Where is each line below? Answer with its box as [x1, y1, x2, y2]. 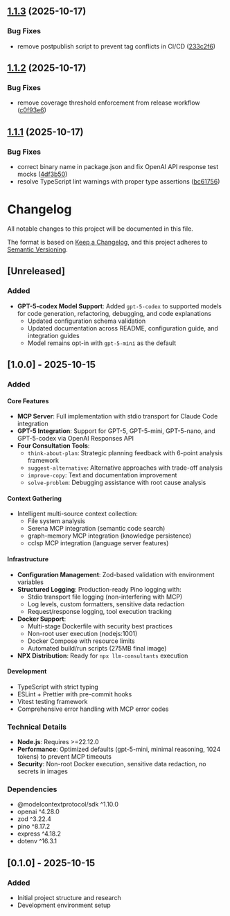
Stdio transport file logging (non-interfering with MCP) [27, 592, 183, 601]
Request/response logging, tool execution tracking [27, 607, 172, 615]
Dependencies [7, 784, 57, 794]
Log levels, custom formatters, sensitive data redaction [27, 599, 185, 608]
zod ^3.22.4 [17, 815, 52, 823]
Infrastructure [7, 555, 49, 563]
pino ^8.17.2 [17, 822, 51, 831]
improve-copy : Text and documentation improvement [27, 471, 177, 479]
